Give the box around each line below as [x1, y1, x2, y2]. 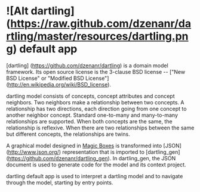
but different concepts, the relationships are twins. [6, 130, 130, 138]
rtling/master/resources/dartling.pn [6, 30, 189, 43]
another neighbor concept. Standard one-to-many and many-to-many [6, 112, 178, 119]
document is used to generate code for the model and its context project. [6, 161, 186, 168]
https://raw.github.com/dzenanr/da [10, 17, 192, 30]
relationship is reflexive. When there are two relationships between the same [6, 124, 195, 131]
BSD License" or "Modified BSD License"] [6, 75, 109, 82]
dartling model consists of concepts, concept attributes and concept [6, 92, 175, 100]
